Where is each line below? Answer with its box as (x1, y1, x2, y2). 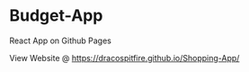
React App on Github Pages (9, 35, 112, 46)
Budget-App (9, 5, 103, 26)
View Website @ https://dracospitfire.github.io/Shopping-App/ (9, 52, 240, 63)
